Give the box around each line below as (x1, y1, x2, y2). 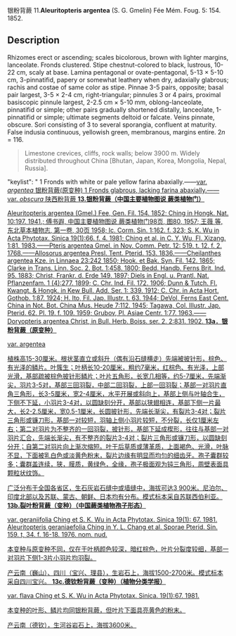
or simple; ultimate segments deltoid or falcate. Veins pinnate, (36, 113, 216, 121)
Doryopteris (7, 317, 42, 325)
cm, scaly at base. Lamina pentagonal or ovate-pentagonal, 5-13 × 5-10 (16, 68, 223, 76)
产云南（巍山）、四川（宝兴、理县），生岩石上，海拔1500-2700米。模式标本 (7, 568, 223, 577)
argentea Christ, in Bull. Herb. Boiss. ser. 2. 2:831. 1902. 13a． (43, 317, 222, 325)
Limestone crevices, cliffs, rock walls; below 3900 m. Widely (24, 148, 200, 157)
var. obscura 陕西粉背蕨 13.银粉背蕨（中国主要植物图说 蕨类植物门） (7, 194, 205, 203)
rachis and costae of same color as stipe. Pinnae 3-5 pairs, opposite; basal (7, 83, 224, 91)
